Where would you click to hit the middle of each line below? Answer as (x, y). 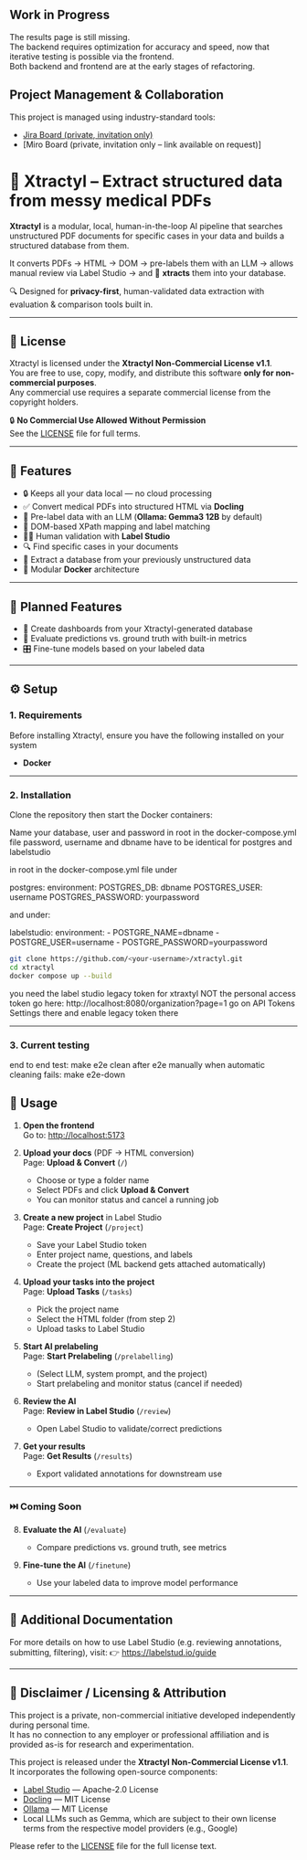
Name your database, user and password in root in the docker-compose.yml (153, 832)
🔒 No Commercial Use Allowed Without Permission (108, 420)
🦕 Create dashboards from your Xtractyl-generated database (138, 629)
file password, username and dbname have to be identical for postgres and (151, 842)
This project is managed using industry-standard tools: (113, 117)
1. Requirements (46, 715)
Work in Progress (60, 15)
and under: (30, 914)
